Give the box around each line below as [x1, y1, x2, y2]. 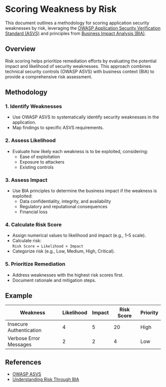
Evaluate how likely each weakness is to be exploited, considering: [12, 148, 148, 154]
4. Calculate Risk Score [5, 221, 62, 228]
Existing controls [19, 164, 54, 170]
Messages [7, 341, 32, 348]
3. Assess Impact [5, 176, 48, 183]
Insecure [7, 321, 28, 328]
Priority [140, 309, 159, 316]
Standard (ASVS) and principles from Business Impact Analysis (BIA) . [5, 30, 146, 36]
